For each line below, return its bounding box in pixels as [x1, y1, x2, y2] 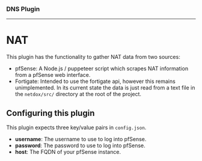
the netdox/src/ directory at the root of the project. [14, 91, 142, 98]
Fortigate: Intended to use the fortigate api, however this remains [14, 77, 176, 85]
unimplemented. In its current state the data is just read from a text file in [14, 84, 195, 91]
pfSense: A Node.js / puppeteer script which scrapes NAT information [14, 65, 188, 72]
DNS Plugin [6, 5, 40, 13]
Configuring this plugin [6, 108, 95, 118]
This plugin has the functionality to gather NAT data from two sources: [6, 53, 180, 61]
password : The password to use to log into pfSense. [14, 142, 145, 149]
